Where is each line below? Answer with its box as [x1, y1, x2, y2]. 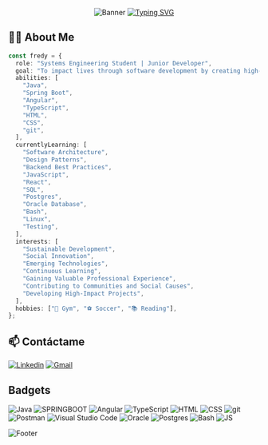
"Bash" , [22, 208, 48, 216]
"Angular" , [22, 97, 59, 105]
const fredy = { [8, 52, 62, 60]
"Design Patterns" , [22, 156, 88, 164]
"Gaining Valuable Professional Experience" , [22, 275, 177, 283]
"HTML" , [22, 111, 48, 119]
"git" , [22, 126, 45, 134]
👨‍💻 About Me [8, 30, 75, 44]
